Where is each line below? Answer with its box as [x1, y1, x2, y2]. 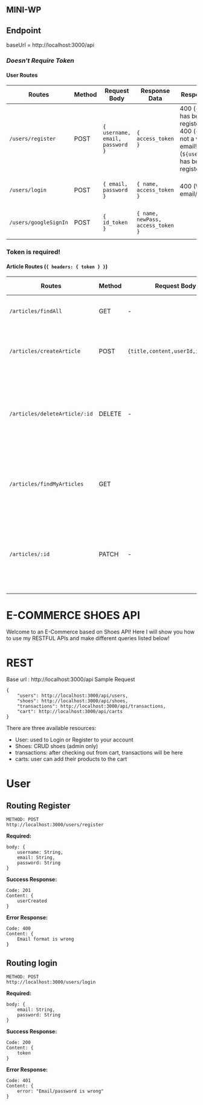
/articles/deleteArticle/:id [9, 411, 93, 417]
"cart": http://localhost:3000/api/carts [17, 709, 123, 715]
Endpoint [6, 25, 41, 36]
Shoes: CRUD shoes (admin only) [14, 743, 98, 750]
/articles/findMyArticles [9, 481, 84, 488]
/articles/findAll [9, 308, 62, 315]
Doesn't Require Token [6, 57, 74, 65]
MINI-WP [6, 5, 42, 15]
